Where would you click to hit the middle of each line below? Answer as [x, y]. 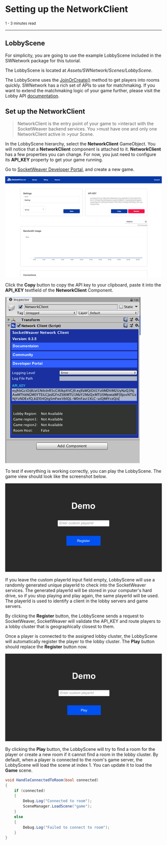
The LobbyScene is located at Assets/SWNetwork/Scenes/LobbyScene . [79, 70]
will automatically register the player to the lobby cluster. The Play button [80, 641]
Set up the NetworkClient [45, 111]
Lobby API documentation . [32, 96]
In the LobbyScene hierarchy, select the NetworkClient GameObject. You [80, 143]
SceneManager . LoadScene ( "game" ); [58, 806]
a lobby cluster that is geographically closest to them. [60, 626]
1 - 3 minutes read [21, 23]
